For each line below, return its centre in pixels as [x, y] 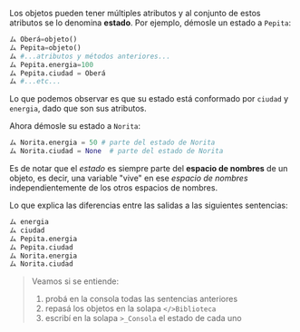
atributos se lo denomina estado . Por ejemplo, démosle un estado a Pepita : [150, 23]
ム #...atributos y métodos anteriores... [90, 56]
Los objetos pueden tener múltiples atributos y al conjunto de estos [135, 13]
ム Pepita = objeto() [45, 48]
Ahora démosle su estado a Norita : [75, 126]
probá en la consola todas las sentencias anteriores [141, 299]
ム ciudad [27, 230]
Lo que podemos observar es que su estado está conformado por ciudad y [149, 99]
